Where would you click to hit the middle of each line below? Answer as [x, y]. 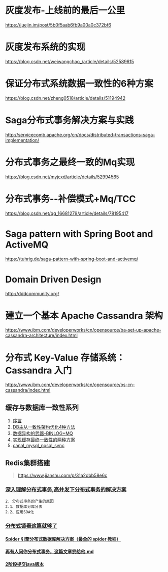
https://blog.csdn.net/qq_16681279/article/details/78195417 [67, 213]
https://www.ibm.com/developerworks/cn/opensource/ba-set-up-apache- [83, 330]
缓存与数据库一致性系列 [42, 407]
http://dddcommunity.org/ [32, 293]
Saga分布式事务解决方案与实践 [70, 120]
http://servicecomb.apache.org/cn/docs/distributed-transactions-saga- [80, 134]
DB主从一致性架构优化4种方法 [44, 427]
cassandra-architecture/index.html [41, 335]
